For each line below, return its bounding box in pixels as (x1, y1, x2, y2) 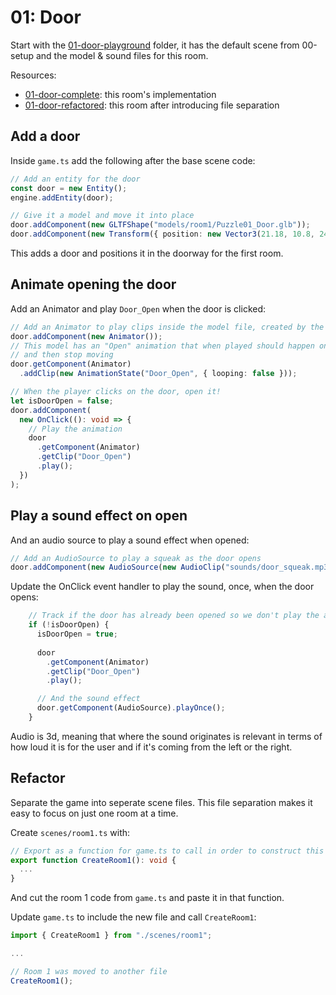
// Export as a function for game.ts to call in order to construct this (10, 846, 325, 856)
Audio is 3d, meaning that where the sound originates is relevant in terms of (10, 730, 323, 742)
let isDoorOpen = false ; (10, 396, 114, 406)
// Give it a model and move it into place (10, 211, 195, 221)
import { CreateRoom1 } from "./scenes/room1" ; (10, 931, 213, 941)
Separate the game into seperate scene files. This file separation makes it (10, 796, 313, 808)
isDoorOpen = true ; (36, 629, 118, 639)
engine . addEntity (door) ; (10, 192, 114, 203)
